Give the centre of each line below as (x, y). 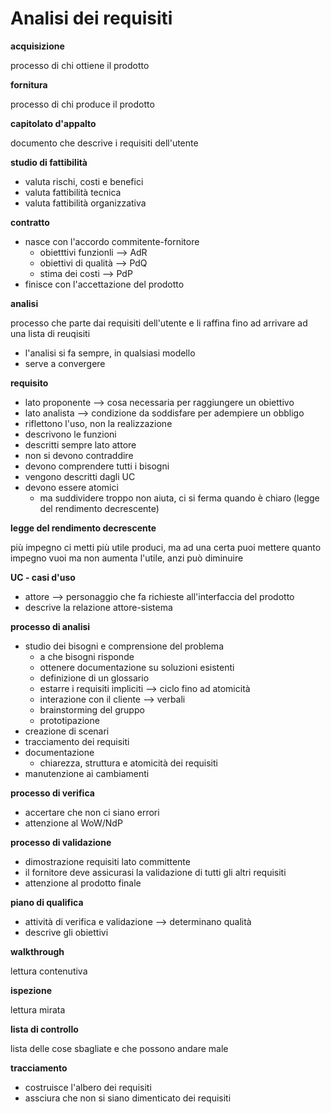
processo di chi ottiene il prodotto (80, 65)
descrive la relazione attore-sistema (98, 607)
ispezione (31, 990)
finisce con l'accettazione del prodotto (104, 284)
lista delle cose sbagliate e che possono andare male (119, 1048)
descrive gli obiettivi (66, 932)
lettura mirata (38, 1009)
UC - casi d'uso (43, 577)
